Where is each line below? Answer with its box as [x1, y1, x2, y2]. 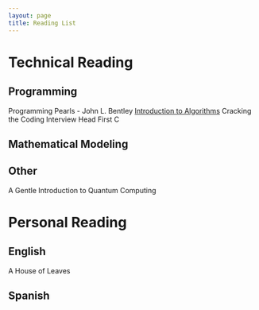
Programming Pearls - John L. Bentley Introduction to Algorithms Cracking [8, 106, 252, 115]
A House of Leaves [8, 265, 71, 275]
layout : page [8, 11, 52, 20]
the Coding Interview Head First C [8, 114, 120, 124]
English [8, 245, 46, 258]
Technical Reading [8, 53, 133, 72]
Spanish [8, 289, 50, 303]
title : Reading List [8, 19, 77, 27]
